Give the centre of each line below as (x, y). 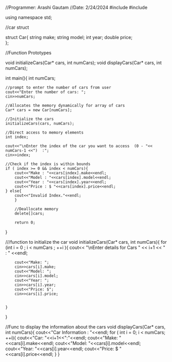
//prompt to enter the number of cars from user (58, 87)
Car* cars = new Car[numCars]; (39, 110)
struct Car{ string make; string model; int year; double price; (69, 37)
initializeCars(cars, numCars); (40, 123)
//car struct (17, 27)
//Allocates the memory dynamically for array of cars (65, 105)
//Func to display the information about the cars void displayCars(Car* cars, (85, 327)
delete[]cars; (30, 213)
